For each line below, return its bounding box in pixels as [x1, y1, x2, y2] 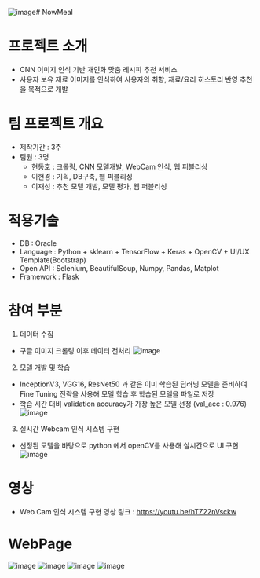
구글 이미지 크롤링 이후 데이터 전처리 [19, 346, 131, 355]
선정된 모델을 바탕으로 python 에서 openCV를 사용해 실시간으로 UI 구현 [19, 441, 239, 450]
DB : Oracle [19, 238, 57, 247]
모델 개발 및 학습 [19, 362, 71, 372]
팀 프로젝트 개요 [8, 115, 104, 133]
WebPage [8, 535, 73, 553]
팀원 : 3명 [19, 152, 49, 161]
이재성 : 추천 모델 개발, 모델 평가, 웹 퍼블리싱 [31, 181, 167, 191]
